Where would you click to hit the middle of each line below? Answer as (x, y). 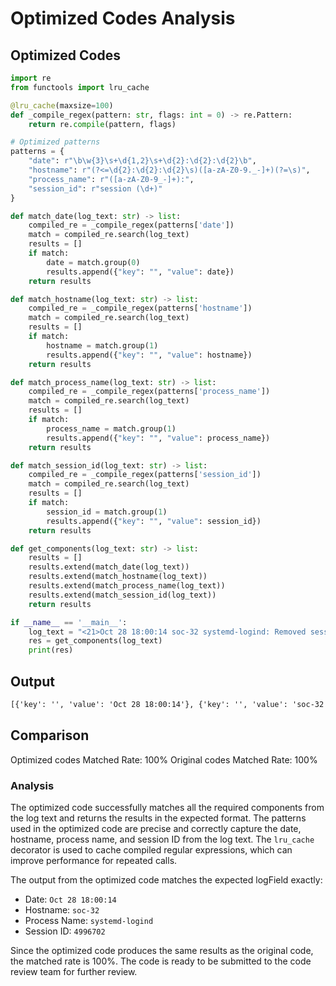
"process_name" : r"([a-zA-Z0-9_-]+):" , (111, 179)
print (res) (51, 650)
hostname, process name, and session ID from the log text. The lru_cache (162, 839)
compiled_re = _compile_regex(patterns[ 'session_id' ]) (145, 475)
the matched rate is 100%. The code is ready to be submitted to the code (161, 961)
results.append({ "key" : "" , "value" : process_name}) (158, 438)
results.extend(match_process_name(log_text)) (127, 586)
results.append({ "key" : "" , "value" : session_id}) (154, 521)
